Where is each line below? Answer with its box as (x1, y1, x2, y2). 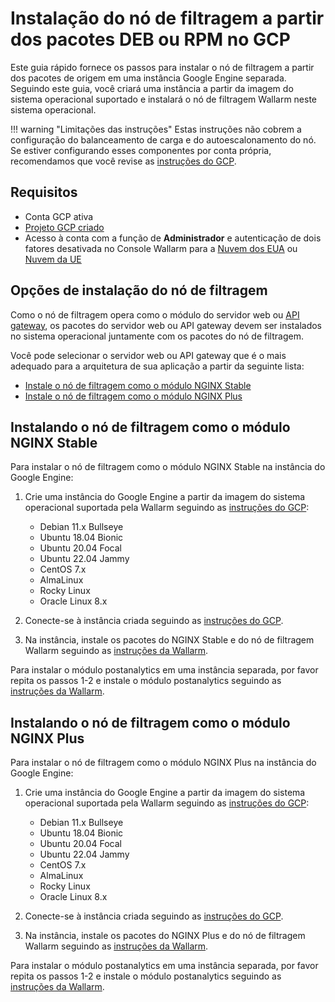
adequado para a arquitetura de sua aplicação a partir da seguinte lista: (10, 360, 305, 372)
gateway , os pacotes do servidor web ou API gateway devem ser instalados (10, 319, 322, 331)
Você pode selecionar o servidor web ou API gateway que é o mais (10, 349, 287, 361)
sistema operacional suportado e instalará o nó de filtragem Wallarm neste (10, 93, 318, 105)
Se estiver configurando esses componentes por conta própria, (10, 144, 272, 156)
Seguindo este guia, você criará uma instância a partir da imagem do (10, 82, 294, 94)
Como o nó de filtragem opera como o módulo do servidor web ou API (10, 308, 300, 321)
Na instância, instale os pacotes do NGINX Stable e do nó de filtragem (24, 634, 315, 646)
